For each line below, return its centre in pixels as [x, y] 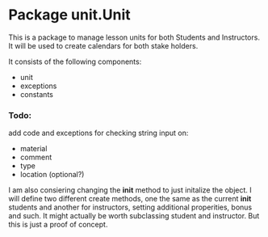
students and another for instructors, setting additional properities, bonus [130, 207]
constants [37, 94]
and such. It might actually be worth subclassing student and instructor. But [134, 216]
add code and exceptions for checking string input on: [98, 133]
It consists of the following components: [75, 61]
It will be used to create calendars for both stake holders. [103, 45]
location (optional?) [52, 175]
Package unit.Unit [69, 15]
